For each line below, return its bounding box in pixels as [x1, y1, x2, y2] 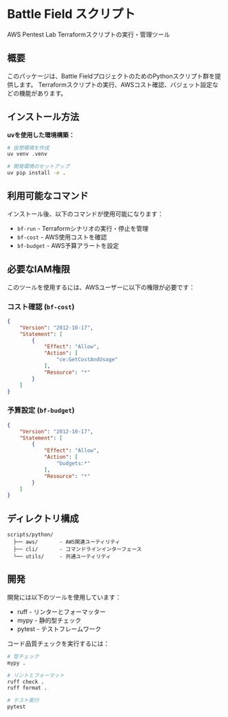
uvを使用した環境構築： [7, 130, 76, 139]
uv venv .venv [7, 150, 48, 158]
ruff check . [7, 678, 45, 685]
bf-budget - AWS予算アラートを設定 [16, 241, 119, 249]
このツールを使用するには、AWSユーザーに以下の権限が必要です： [7, 283, 196, 291]
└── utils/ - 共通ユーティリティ [13, 554, 111, 560]
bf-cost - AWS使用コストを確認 [16, 233, 107, 241]
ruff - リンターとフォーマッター [16, 607, 106, 615]
